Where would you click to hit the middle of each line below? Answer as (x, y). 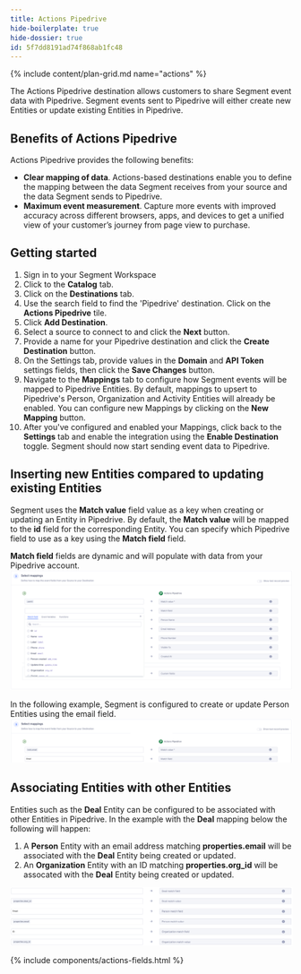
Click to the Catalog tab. (69, 284)
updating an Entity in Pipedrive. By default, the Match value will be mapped (150, 519)
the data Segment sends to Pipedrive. (93, 196)
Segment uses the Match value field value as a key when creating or (137, 510)
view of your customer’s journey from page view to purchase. (137, 225)
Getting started (54, 253)
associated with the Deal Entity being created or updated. (129, 855)
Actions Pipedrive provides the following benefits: (102, 160)
